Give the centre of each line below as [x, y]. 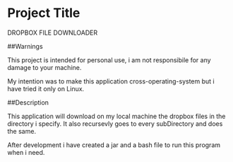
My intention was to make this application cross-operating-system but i [111, 81]
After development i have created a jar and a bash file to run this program [114, 145]
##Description [28, 102]
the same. [22, 131]
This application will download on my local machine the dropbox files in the [116, 116]
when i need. [26, 152]
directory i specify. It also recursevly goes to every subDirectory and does [115, 123]
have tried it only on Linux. [46, 88]
